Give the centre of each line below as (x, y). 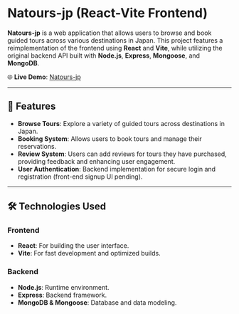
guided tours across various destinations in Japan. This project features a (115, 40)
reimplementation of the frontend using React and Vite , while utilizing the (115, 48)
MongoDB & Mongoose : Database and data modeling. (97, 302)
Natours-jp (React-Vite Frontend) (107, 13)
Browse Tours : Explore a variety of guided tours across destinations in (121, 123)
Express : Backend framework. (62, 295)
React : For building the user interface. (73, 246)
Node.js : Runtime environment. (63, 287)
